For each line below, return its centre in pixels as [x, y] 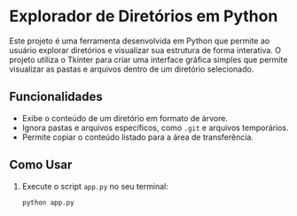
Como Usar [41, 165]
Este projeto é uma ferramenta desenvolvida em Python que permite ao [140, 41]
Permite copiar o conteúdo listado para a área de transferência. [138, 137]
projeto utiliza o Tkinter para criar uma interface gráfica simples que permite [148, 59]
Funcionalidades [56, 97]
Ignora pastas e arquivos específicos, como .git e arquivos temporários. [155, 127]
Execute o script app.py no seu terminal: [95, 186]
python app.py [48, 202]
